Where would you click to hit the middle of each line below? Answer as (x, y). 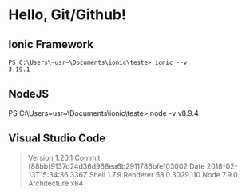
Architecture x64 (56, 183)
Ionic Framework (51, 44)
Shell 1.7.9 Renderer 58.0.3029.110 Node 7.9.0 (163, 174)
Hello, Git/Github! (67, 15)
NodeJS (29, 94)
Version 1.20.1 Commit (64, 157)
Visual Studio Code (57, 139)
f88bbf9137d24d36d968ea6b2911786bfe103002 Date (116, 166)
